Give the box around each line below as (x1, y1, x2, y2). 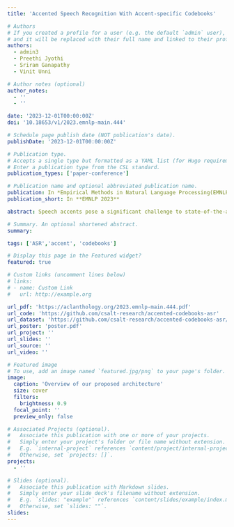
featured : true (7, 259, 52, 266)
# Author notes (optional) (7, 81, 86, 88)
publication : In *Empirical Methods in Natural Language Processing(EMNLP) (7, 189, 232, 196)
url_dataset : (7, 316, 45, 324)
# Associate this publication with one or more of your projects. (7, 432, 210, 439)
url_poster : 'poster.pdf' (7, 323, 82, 330)
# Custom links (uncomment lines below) (7, 272, 127, 278)
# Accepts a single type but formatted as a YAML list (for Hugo (7, 157, 201, 164)
